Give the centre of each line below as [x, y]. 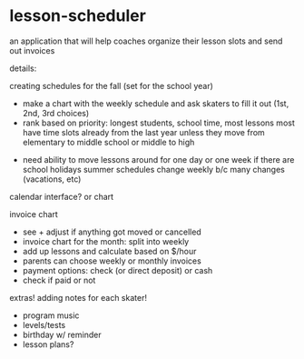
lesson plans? [48, 344]
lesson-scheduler [78, 16]
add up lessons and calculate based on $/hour [109, 251]
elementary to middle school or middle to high [108, 142]
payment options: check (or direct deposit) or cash [118, 270]
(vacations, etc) [52, 179]
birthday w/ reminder [62, 334]
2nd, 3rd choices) [56, 113]
